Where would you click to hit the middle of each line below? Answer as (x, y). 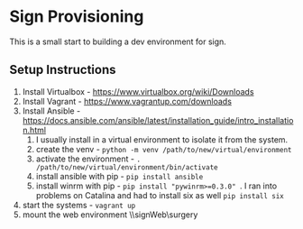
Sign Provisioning (77, 17)
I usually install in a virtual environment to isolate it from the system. (162, 139)
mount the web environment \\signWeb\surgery (110, 215)
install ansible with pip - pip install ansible (119, 176)
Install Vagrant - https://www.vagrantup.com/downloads (127, 101)
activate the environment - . (88, 159)
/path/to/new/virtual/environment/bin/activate (127, 167)
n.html (34, 130)
